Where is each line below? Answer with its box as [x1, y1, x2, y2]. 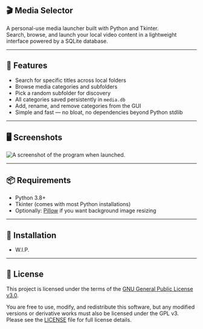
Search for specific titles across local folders [14, 77, 127, 84]
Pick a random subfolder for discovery [14, 89, 111, 96]
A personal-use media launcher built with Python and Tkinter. [6, 24, 159, 32]
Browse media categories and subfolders [14, 83, 118, 90]
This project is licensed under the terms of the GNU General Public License [6, 285, 193, 292]
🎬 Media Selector [6, 5, 74, 16]
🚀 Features [6, 60, 48, 71]
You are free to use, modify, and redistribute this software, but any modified [6, 303, 195, 310]
